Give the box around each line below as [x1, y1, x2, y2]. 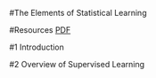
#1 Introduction [9, 42, 65, 52]
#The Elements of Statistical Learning [9, 8, 147, 18]
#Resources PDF [9, 25, 71, 35]
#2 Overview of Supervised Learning [9, 59, 145, 69]
